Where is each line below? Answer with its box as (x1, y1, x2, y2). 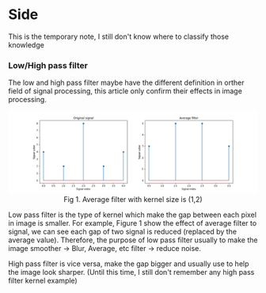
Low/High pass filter (8, 59, 89, 70)
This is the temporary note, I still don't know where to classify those (8, 32, 230, 41)
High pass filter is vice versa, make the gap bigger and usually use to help (8, 259, 249, 268)
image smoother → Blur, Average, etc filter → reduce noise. (8, 244, 202, 253)
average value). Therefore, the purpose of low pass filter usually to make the (8, 235, 258, 245)
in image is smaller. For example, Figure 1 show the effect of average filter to (8, 219, 257, 228)
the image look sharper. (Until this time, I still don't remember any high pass (8, 268, 255, 277)
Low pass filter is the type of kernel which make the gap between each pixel (8, 210, 257, 219)
